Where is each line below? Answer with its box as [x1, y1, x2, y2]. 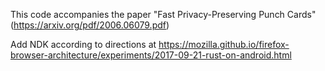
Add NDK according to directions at [10, 39, 157, 50]
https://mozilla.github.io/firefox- [158, 39, 290, 50]
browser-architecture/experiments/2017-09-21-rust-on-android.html [10, 49, 292, 61]
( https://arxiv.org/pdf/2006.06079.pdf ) [10, 19, 170, 31]
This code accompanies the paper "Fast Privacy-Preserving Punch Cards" [10, 9, 317, 20]
